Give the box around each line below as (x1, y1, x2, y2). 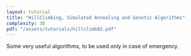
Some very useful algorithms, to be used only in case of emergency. (6, 43, 179, 50)
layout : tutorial (6, 9, 51, 15)
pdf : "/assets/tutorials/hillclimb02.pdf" (6, 26, 117, 32)
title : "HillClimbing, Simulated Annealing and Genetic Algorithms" (6, 15, 185, 21)
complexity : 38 (6, 20, 45, 26)
